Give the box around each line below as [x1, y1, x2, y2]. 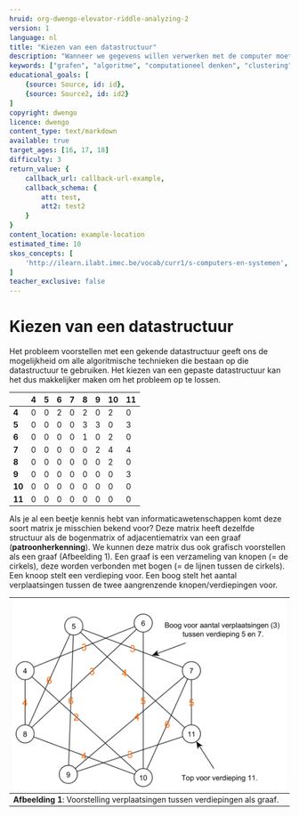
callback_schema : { [25, 183, 98, 192]
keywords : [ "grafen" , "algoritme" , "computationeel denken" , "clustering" [9, 61, 293, 70]
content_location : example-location [9, 230, 145, 239]
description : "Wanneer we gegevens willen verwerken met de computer [9, 52, 273, 61]
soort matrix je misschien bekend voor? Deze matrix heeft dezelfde [9, 523, 255, 534]
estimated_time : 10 [9, 239, 82, 248]
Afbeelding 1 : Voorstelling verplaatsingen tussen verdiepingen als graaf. [12, 794, 279, 804]
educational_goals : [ [9, 71, 90, 80]
